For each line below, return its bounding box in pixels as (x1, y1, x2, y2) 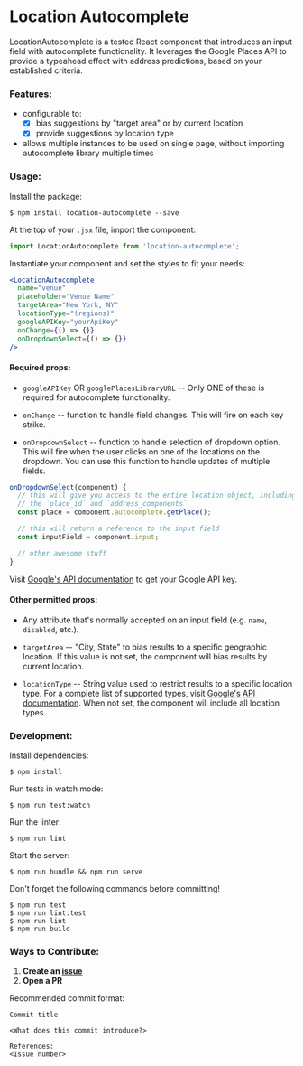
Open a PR (22, 976, 63, 987)
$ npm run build (9, 924, 70, 934)
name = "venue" (17, 284, 67, 293)
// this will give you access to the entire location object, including (17, 491, 297, 500)
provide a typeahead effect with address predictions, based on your (9, 55, 262, 66)
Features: (9, 88, 52, 100)
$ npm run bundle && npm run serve (9, 867, 143, 877)
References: (9, 1042, 54, 1052)
